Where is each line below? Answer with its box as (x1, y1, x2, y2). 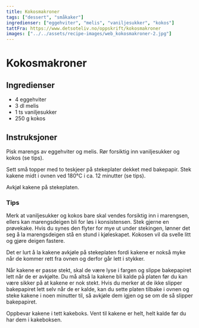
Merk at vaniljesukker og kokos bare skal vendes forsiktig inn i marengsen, (6, 212, 189, 219)
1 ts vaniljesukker (14, 108, 57, 116)
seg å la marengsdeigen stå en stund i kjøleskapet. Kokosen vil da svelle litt (6, 231, 191, 238)
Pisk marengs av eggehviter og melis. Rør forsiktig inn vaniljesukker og (6, 148, 180, 155)
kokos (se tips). (6, 154, 44, 161)
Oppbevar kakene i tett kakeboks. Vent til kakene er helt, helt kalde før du (6, 310, 186, 317)
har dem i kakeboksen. (6, 316, 63, 323)
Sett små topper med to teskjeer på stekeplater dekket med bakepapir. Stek (6, 165, 192, 173)
